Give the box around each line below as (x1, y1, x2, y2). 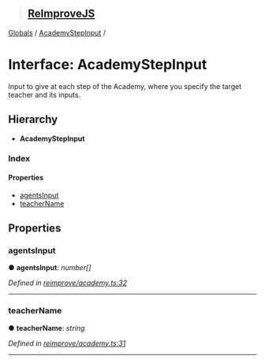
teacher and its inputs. (8, 90, 81, 99)
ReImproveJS (27, 7, 95, 20)
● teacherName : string (8, 323, 85, 332)
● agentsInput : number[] (8, 263, 91, 272)
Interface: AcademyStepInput (8, 56, 207, 73)
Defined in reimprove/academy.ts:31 (8, 339, 126, 348)
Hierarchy (8, 113, 58, 126)
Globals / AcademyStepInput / (8, 28, 106, 37)
